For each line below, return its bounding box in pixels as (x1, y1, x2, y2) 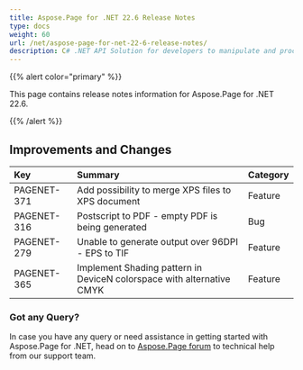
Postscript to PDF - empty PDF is (76, 209, 218, 221)
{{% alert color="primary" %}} (9, 71, 123, 82)
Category (247, 168, 289, 181)
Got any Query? (9, 311, 79, 323)
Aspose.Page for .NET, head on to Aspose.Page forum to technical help (9, 341, 275, 352)
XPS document (76, 194, 141, 207)
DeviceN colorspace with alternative (76, 272, 231, 284)
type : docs (9, 22, 50, 31)
